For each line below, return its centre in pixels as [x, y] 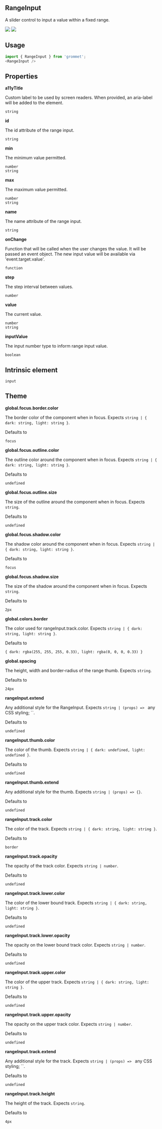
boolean [13, 355]
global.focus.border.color [32, 408]
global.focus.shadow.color [33, 534]
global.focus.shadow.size [32, 576]
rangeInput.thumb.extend [32, 782]
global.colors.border [26, 619]
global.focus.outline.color [32, 450]
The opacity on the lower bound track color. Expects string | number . [75, 945]
